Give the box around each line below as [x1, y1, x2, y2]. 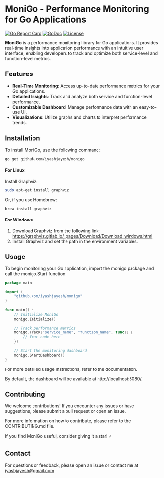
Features [5, 70, 33, 78]
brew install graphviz [5, 206, 52, 211]
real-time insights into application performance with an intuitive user [5, 45, 144, 51]
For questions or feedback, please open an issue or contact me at [5, 462, 139, 468]
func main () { [5, 307, 34, 312]
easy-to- [139, 104, 157, 110]
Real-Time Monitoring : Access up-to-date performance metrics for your [12, 83, 160, 89]
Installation [5, 134, 40, 143]
